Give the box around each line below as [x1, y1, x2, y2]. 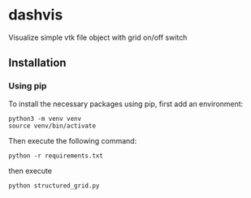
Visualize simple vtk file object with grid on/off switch [8, 32, 188, 42]
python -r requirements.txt [8, 152, 104, 160]
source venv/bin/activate [8, 122, 96, 130]
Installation [8, 56, 67, 70]
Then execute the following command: [8, 136, 137, 145]
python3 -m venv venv [8, 114, 82, 123]
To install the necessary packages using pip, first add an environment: [8, 99, 244, 109]
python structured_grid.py [8, 181, 100, 190]
